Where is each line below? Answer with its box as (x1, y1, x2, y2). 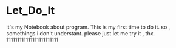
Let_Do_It (6, 4, 55, 17)
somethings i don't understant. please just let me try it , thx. (6, 29, 155, 37)
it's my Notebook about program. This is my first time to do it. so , (6, 23, 171, 31)
